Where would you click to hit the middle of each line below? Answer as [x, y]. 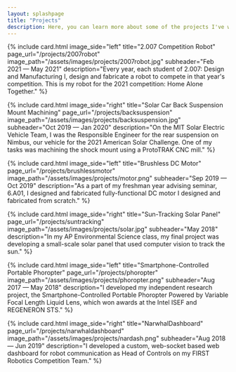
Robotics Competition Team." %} [55, 361]
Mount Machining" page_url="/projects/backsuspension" [90, 112]
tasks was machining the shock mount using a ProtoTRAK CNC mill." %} [111, 150]
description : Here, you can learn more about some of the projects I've [116, 27]
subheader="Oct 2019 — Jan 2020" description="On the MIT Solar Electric [116, 128]
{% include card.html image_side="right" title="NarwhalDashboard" [105, 324]
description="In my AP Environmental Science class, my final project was [113, 237]
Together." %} [27, 91]
